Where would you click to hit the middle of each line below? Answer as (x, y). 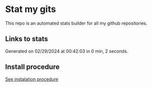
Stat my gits (31, 9)
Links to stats (27, 39)
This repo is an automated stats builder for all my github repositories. (76, 23)
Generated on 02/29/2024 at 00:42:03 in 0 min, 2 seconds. (67, 51)
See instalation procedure (32, 79)
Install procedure (32, 67)
